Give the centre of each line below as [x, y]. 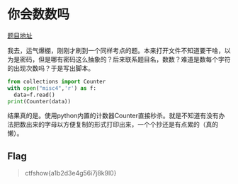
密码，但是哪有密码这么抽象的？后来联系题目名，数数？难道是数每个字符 [125, 59]
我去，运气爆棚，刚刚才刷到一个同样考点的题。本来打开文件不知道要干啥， [116, 50]
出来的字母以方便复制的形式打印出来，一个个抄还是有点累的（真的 [122, 125]
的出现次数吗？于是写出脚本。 [51, 68]
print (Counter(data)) [39, 101]
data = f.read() [34, 95]
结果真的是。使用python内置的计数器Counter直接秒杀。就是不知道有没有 [113, 116]
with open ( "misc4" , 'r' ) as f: [52, 88]
